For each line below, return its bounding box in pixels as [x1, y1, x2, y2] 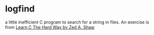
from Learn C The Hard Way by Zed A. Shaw [5, 24, 95, 30]
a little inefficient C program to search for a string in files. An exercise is [5, 19, 149, 25]
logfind [5, 3, 35, 14]
